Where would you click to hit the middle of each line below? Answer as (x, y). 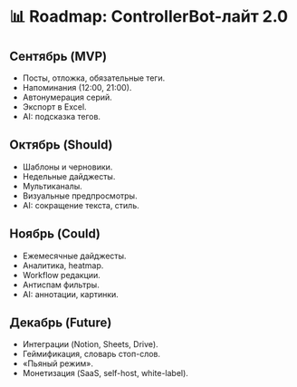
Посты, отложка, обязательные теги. (94, 78)
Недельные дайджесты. (69, 176)
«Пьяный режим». (57, 363)
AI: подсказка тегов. (62, 116)
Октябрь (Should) (61, 145)
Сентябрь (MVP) (58, 56)
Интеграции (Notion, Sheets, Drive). (90, 344)
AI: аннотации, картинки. (71, 294)
